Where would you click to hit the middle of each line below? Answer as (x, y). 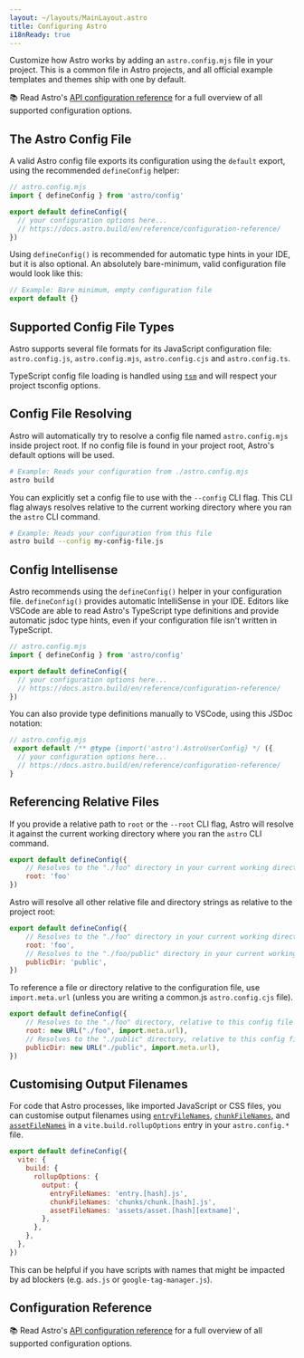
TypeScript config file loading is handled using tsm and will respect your (143, 376)
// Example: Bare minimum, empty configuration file (111, 291)
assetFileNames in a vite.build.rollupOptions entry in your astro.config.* (149, 1125)
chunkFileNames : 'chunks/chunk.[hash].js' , (133, 1202)
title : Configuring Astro (58, 26)
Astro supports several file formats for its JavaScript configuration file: (141, 349)
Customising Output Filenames (99, 1084)
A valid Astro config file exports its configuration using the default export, (147, 161)
